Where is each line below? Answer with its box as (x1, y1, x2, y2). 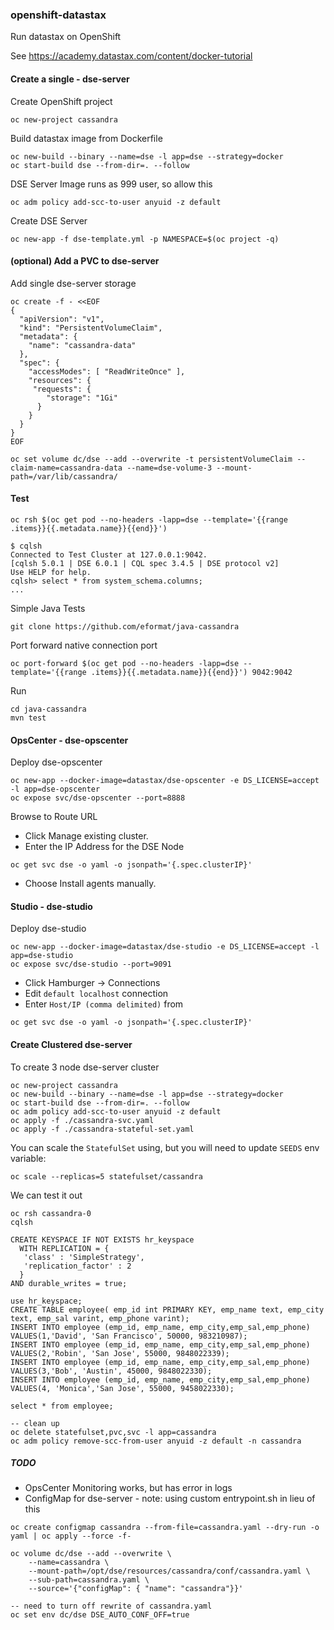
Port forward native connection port (10, 639, 158, 651)
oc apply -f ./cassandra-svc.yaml (10, 1115, 155, 1125)
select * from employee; (10, 1401, 114, 1411)
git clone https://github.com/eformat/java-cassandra (10, 621, 240, 632)
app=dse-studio (10, 951, 74, 961)
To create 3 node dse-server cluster (10, 1061, 160, 1073)
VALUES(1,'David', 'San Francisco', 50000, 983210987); (10, 1331, 248, 1341)
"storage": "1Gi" (46, 393, 118, 403)
